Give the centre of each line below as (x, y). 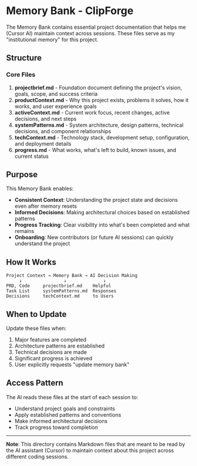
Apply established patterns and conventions (68, 414)
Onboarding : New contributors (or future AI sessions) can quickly (94, 237)
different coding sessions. (38, 457)
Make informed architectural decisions (61, 421)
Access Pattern (35, 383)
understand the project (42, 244)
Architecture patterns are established (60, 346)
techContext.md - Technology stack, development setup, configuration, (102, 137)
